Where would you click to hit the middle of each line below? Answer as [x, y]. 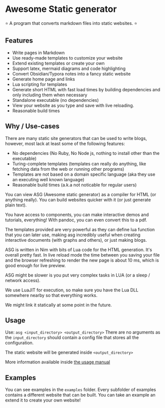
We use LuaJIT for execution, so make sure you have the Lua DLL [72, 290]
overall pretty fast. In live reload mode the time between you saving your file [82, 255]
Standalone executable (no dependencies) [55, 100]
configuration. [19, 343]
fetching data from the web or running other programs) [68, 169]
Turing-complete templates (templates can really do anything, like [79, 164]
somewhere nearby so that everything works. [51, 295]
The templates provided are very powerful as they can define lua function [80, 229]
